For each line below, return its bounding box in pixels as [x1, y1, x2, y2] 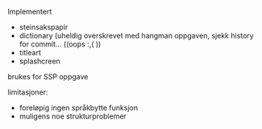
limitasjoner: [7, 87, 48, 97]
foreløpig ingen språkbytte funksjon [19, 103, 139, 112]
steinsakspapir [19, 22, 69, 31]
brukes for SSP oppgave [7, 72, 89, 81]
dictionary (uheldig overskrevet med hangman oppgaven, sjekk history [19, 31, 255, 40]
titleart [19, 48, 41, 57]
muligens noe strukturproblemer [19, 111, 127, 121]
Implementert [7, 7, 52, 16]
